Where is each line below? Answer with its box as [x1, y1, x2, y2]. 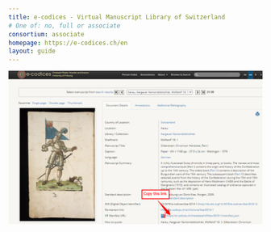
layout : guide [8, 47, 56, 56]
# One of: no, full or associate [8, 21, 121, 30]
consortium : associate [8, 30, 85, 38]
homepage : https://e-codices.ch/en [8, 39, 128, 47]
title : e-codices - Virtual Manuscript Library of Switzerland [8, 13, 226, 21]
